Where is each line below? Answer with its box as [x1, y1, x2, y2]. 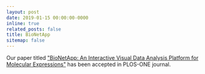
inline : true [6, 20, 40, 26]
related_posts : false [6, 26, 62, 32]
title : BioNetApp [6, 32, 51, 38]
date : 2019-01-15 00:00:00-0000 [6, 15, 88, 21]
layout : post [6, 9, 40, 15]
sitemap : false [6, 37, 45, 43]
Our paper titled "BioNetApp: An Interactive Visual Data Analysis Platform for [6, 54, 199, 61]
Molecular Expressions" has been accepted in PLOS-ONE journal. [6, 61, 171, 68]
